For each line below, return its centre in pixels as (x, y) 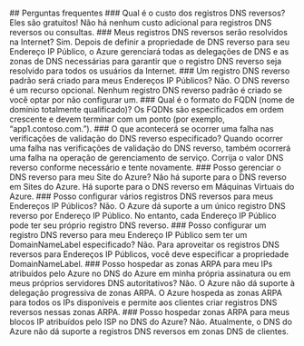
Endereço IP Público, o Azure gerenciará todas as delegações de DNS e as (149, 51)
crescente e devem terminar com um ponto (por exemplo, (117, 119)
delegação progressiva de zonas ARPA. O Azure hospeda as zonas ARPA (146, 293)
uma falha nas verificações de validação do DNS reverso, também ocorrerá (150, 148)
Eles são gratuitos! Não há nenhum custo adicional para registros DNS (141, 23)
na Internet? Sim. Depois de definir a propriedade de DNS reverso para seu (150, 42)
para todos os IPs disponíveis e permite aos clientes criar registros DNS (143, 302)
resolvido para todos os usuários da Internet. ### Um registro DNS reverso (150, 71)
